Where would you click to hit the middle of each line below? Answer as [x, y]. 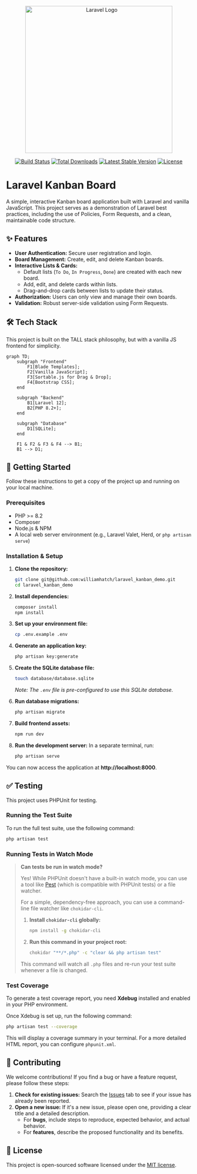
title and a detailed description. [52, 1113]
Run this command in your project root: [78, 941]
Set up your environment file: [51, 624]
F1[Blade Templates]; [54, 367]
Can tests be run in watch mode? [61, 867]
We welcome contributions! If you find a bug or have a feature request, [92, 1077]
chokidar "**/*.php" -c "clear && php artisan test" [95, 953]
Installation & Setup [35, 556]
